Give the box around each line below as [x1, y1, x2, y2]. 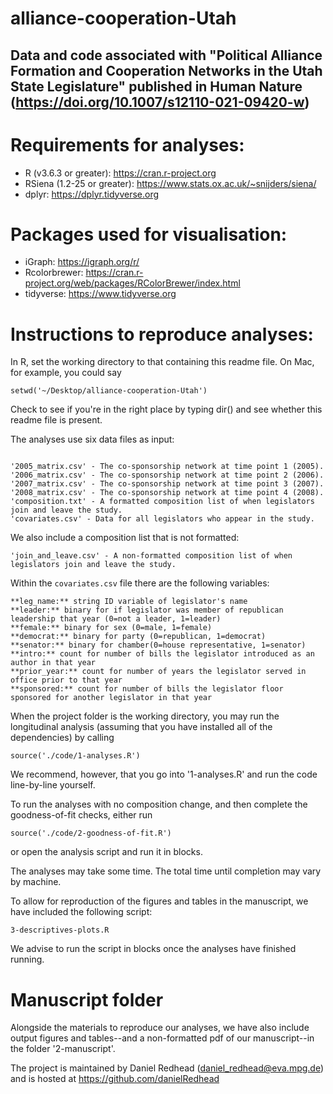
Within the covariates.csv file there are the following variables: [10, 577, 270, 589]
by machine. [10, 876, 62, 888]
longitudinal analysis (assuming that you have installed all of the [10, 721, 273, 733]
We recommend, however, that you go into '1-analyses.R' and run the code [10, 768, 318, 781]
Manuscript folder [10, 988, 164, 1011]
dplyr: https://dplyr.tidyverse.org [24, 188, 160, 200]
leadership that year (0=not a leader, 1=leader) [10, 614, 222, 624]
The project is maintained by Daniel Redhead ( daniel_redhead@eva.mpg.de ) [10, 1062, 325, 1074]
